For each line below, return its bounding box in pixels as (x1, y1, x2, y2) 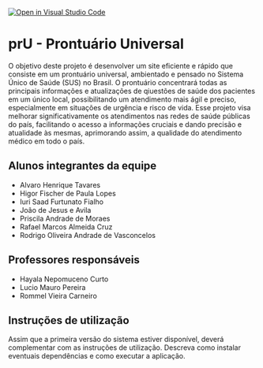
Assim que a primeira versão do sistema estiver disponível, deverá (8, 335, 224, 344)
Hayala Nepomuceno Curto (19, 274, 109, 284)
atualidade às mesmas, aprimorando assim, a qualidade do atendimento (8, 128, 242, 137)
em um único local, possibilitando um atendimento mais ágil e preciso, (8, 95, 237, 104)
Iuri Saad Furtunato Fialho (19, 197, 104, 206)
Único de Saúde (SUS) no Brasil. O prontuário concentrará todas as (8, 77, 227, 87)
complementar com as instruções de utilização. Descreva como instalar (8, 343, 241, 352)
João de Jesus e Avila (19, 205, 92, 214)
